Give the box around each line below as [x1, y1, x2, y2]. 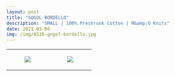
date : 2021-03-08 [6, 25, 50, 32]
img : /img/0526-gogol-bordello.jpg [6, 32, 97, 38]
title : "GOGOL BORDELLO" [6, 15, 69, 21]
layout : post [6, 8, 39, 15]
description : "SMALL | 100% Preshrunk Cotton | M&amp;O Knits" [6, 20, 170, 26]
